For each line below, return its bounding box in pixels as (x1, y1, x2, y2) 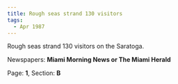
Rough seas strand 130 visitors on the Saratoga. (7, 42, 145, 51)
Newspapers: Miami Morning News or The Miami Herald (7, 56, 172, 64)
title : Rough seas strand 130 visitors (7, 10, 123, 17)
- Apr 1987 (13, 23, 45, 30)
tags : (7, 17, 23, 24)
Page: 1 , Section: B (7, 69, 61, 77)
